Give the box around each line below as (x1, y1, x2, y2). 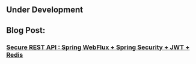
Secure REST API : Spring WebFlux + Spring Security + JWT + (6, 43, 190, 51)
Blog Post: (6, 25, 46, 35)
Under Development (6, 5, 83, 15)
